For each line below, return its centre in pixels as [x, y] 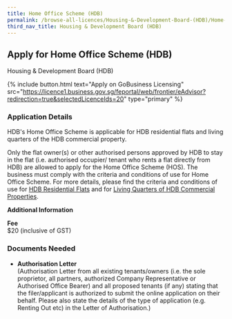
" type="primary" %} [153, 99]
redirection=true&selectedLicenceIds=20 [66, 99]
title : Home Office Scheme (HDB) [55, 13]
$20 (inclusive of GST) [39, 231]
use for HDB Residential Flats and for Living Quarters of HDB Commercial [111, 189]
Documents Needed [41, 249]
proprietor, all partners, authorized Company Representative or [106, 278]
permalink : [23, 20]
